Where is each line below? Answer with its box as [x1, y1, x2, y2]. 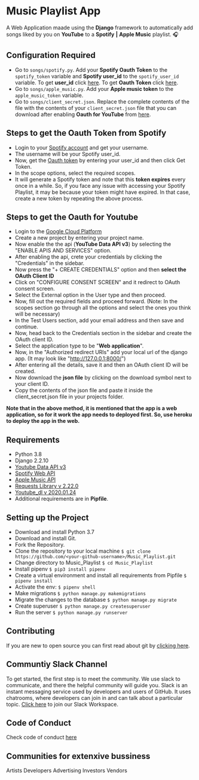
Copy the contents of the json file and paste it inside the [14, 387, 153, 394]
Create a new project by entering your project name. [14, 234, 145, 242]
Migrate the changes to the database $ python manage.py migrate [14, 596, 177, 603]
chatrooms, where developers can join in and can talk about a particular [6, 694, 183, 701]
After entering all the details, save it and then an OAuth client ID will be [14, 361, 188, 368]
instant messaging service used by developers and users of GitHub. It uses [6, 688, 191, 695]
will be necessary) [14, 310, 60, 318]
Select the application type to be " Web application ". [14, 342, 144, 349]
